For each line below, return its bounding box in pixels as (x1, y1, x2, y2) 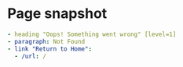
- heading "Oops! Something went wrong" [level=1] (7, 30, 177, 38)
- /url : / (14, 52, 46, 60)
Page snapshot (7, 5, 108, 23)
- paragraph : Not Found (7, 37, 86, 45)
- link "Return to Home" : (7, 44, 92, 53)
